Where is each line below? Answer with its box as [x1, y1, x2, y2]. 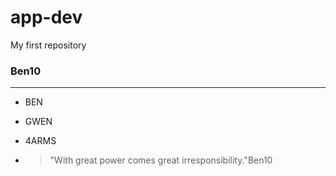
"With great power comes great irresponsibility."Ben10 [49, 154, 273, 166]
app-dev [10, 6, 83, 29]
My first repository [10, 39, 87, 51]
